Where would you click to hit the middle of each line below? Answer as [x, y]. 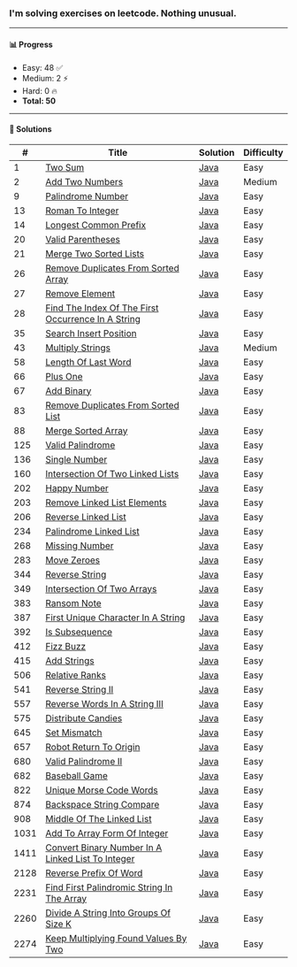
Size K [59, 924]
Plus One [64, 376]
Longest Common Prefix [96, 225]
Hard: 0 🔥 [39, 90]
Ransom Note [73, 602]
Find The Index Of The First [102, 308]
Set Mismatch [74, 733]
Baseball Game [76, 775]
